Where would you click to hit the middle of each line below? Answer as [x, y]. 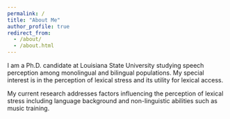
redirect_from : [29, 33]
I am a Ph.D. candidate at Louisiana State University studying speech [106, 65]
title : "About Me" [34, 20]
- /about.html [34, 46]
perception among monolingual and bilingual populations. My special [106, 73]
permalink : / [26, 13]
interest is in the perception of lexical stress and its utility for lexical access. [115, 80]
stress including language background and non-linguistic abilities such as [112, 101]
